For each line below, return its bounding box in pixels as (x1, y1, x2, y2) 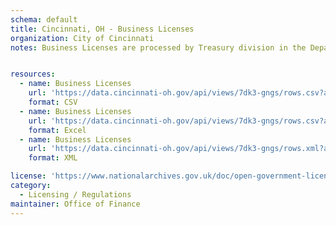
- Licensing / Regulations (19, 189, 132, 200)
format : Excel (28, 125, 87, 135)
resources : (10, 69, 56, 80)
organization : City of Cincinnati (10, 33, 155, 43)
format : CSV (28, 97, 78, 107)
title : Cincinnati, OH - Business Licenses (10, 24, 195, 34)
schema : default (10, 14, 78, 25)
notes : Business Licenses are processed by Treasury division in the (10, 42, 307, 53)
